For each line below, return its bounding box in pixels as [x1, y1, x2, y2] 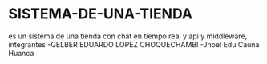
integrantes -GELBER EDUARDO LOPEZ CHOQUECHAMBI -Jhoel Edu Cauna [8, 39, 260, 49]
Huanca [8, 48, 34, 58]
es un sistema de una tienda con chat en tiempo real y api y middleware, [8, 31, 248, 41]
